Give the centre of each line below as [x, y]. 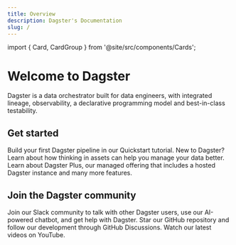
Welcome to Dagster [69, 76]
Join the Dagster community [72, 195]
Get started [33, 133]
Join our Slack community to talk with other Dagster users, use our [105, 212]
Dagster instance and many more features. [70, 173]
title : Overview [31, 14]
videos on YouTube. [36, 234]
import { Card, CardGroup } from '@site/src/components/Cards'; [102, 48]
